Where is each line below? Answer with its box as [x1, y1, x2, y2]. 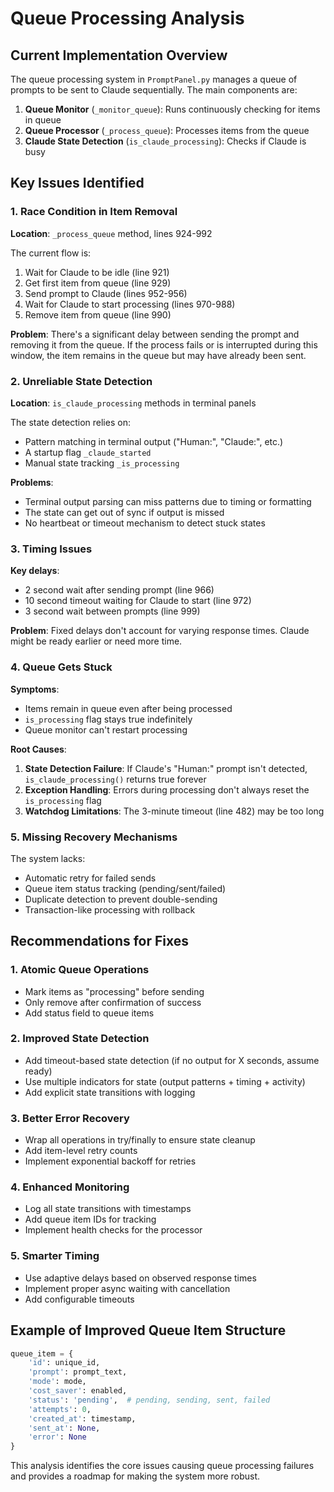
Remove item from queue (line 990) [24, 308, 172, 321]
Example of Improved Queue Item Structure [10, 1322, 287, 1339]
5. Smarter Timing [10, 1249, 100, 1263]
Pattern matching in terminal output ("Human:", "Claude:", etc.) [24, 435, 284, 447]
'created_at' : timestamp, [28, 1413, 137, 1424]
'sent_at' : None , [28, 1423, 101, 1433]
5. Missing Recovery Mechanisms [10, 830, 178, 844]
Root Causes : [10, 743, 67, 755]
